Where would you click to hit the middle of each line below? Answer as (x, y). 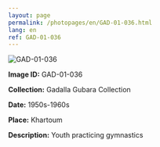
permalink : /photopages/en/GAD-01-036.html (80, 23)
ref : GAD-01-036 (35, 37)
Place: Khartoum (35, 120)
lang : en (22, 30)
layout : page (29, 15)
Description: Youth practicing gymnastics (76, 135)
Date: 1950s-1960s (39, 105)
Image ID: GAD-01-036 (45, 74)
